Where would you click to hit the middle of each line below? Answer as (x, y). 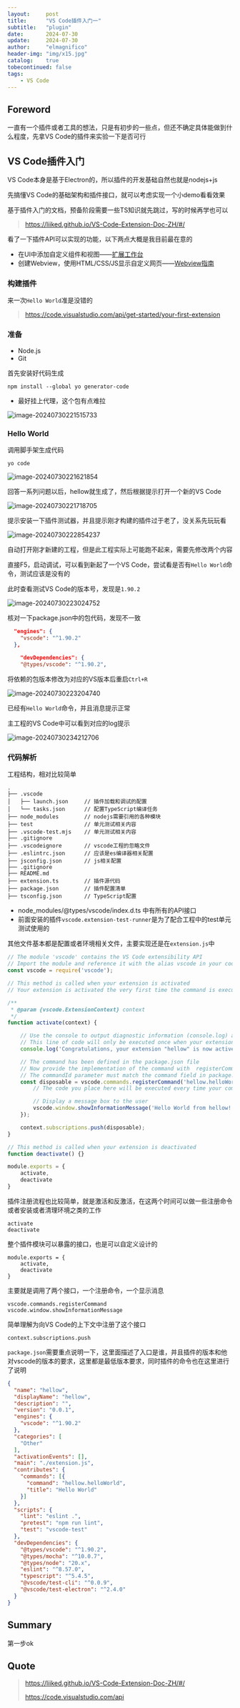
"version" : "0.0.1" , (44, 1410)
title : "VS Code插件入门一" (54, 21)
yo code (19, 463)
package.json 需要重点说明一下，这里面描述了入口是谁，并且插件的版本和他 (117, 1352)
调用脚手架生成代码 (36, 450)
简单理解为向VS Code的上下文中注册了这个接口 (77, 1324)
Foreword (29, 109)
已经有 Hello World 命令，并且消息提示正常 (69, 708)
